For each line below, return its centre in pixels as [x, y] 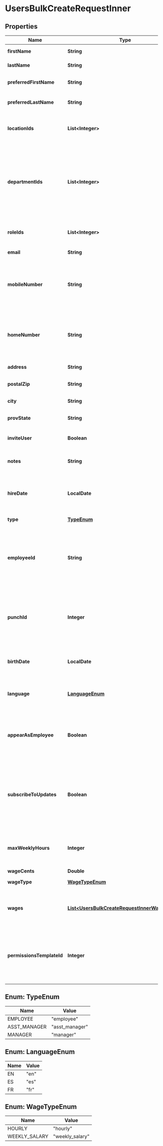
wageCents [21, 871]
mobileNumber [25, 284]
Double [76, 871]
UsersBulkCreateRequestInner [68, 9]
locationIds [21, 128]
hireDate [18, 493]
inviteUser [20, 438]
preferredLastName [31, 102]
